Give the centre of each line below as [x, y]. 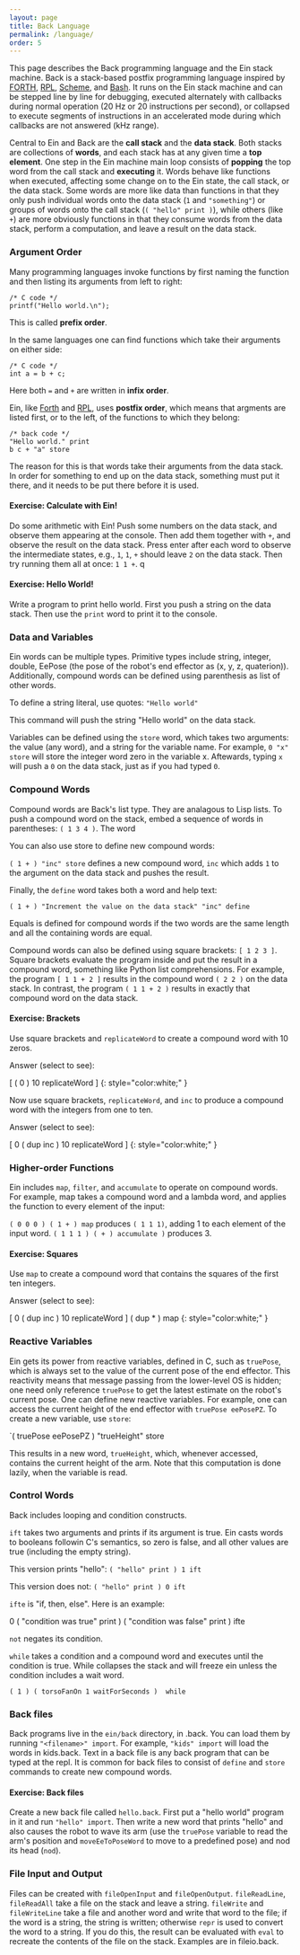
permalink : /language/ [51, 34]
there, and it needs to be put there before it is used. [104, 485]
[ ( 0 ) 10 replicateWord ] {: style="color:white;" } [99, 1083]
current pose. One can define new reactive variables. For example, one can [148, 1399]
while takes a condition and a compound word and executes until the [137, 1656]
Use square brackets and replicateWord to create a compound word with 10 [149, 1038]
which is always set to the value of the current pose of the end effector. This [150, 1370]
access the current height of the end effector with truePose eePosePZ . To [143, 1409]
